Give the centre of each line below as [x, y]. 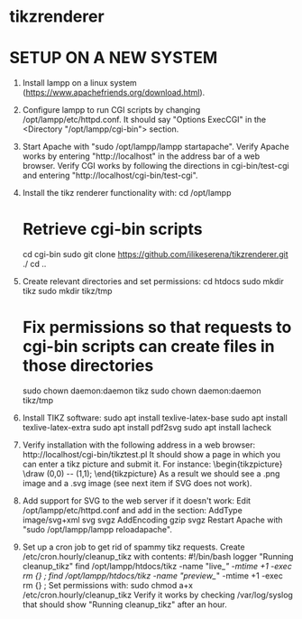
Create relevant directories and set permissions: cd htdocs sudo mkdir [153, 282]
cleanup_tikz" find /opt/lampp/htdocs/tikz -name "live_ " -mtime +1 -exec [157, 566]
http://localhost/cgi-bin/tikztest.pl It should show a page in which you [151, 454]
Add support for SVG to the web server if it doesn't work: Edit [136, 501]
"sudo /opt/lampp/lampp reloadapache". [97, 529]
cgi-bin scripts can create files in [148, 347]
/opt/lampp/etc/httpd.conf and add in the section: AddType [133, 510]
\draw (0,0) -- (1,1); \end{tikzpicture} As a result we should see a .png [151, 474]
